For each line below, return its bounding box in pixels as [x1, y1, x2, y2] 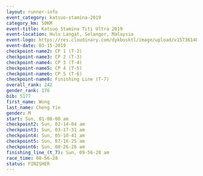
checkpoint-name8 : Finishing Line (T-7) [6, 76, 110, 82]
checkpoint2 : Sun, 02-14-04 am [6, 122, 85, 128]
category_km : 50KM [6, 20, 53, 26]
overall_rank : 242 [6, 82, 53, 88]
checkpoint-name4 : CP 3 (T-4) [6, 59, 83, 65]
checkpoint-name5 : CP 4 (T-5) [6, 65, 83, 71]
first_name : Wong [6, 99, 50, 105]
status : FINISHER [6, 161, 50, 167]
